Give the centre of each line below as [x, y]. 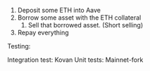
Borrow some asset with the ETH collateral [79, 18]
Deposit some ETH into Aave [59, 10]
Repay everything [43, 32]
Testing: [19, 46]
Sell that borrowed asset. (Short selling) [86, 25]
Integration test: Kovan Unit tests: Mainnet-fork [75, 60]
